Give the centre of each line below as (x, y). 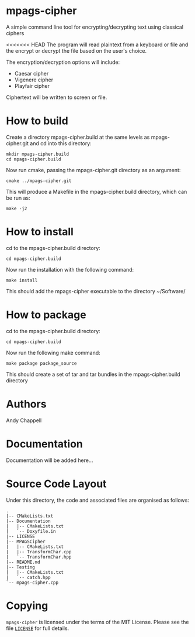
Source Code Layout (56, 484)
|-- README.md (23, 562)
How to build (37, 121)
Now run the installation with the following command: (70, 269)
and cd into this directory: (61, 143)
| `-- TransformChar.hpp (39, 557)
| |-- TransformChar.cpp (39, 552)
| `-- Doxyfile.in (31, 531)
